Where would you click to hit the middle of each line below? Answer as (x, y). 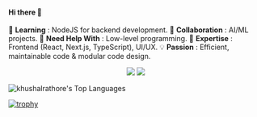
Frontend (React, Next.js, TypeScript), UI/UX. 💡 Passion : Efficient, (119, 47)
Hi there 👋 (25, 12)
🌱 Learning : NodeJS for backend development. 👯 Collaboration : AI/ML (128, 30)
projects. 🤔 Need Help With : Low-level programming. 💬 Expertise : (120, 39)
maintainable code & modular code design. (80, 56)
